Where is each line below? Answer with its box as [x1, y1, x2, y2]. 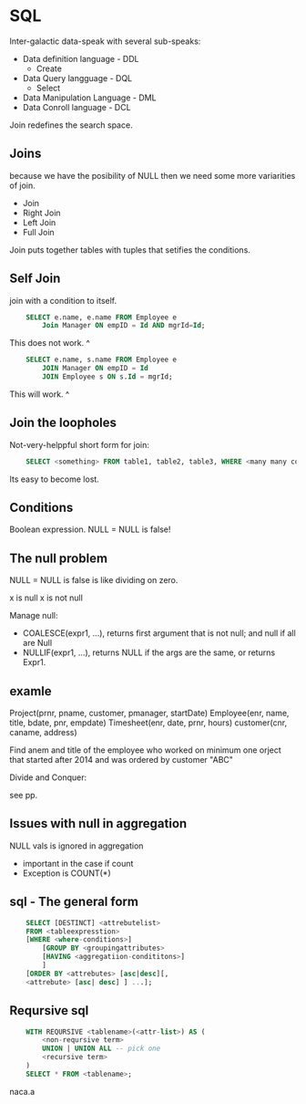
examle [9, 683, 52, 699]
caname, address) [9, 727, 77, 738]
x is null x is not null [9, 592, 84, 603]
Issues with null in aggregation [9, 816, 188, 831]
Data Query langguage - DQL [22, 72, 133, 83]
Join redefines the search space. [9, 120, 134, 130]
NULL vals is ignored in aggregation [9, 840, 144, 851]
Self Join [9, 271, 61, 286]
